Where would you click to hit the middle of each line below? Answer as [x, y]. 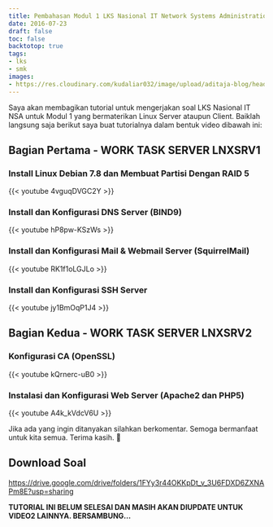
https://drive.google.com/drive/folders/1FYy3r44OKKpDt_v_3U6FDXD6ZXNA [136, 482]
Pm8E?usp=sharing [41, 491]
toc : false [27, 39]
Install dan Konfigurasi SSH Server [78, 290]
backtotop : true [36, 46]
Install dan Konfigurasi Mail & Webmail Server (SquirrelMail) [129, 251]
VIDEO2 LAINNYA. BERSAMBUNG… [70, 516]
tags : [17, 54]
